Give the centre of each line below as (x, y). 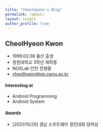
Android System (28, 101)
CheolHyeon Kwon (34, 43)
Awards (13, 113)
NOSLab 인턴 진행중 (32, 68)
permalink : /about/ (25, 14)
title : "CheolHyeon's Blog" (34, 10)
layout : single (21, 19)
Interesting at (19, 85)
